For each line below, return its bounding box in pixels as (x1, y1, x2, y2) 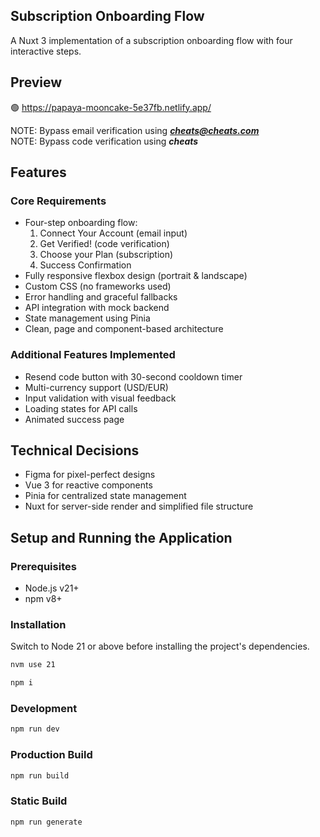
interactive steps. (10, 45, 82, 57)
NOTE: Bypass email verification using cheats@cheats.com (10, 124, 260, 136)
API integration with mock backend (24, 302, 170, 314)
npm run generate (10, 817, 83, 827)
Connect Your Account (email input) (39, 227, 188, 239)
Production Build (10, 748, 93, 762)
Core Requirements (10, 194, 107, 208)
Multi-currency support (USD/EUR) (24, 381, 169, 393)
